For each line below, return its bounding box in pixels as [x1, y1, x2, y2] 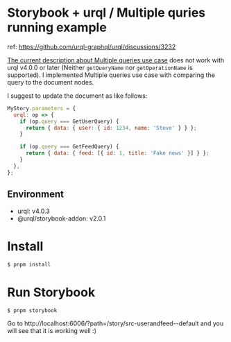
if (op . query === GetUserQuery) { [19, 118, 119, 125]
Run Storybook [7, 284, 96, 300]
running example [7, 19, 108, 35]
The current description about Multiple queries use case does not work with [7, 55, 225, 64]
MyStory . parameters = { [7, 105, 76, 112]
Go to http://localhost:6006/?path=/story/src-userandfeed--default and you [7, 319, 224, 327]
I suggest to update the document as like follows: [7, 92, 148, 100]
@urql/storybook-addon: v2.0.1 [17, 214, 106, 223]
